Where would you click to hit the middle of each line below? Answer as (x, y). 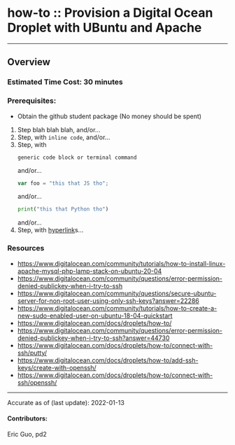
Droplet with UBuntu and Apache (105, 28)
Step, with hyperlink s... (50, 230)
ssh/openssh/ (37, 382)
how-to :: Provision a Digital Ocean (110, 13)
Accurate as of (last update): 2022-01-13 (66, 402)
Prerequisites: (32, 101)
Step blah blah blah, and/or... (59, 129)
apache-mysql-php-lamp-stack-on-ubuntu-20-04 (90, 271)
